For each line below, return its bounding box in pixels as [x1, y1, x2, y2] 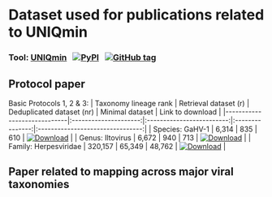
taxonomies [8, 178, 70, 191]
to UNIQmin [8, 23, 88, 41]
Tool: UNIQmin [8, 52, 67, 63]
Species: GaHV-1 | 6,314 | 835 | [153, 124, 258, 134]
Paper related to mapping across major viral [8, 165, 234, 179]
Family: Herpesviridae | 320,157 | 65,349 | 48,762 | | [8, 141, 226, 151]
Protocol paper [8, 77, 85, 91]
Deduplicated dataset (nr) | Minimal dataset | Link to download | [8, 107, 222, 117]
